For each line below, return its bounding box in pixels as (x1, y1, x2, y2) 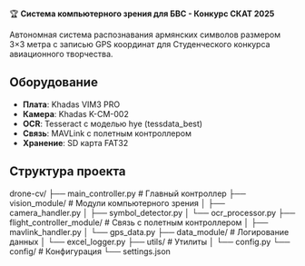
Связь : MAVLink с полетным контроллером (22, 127, 192, 139)
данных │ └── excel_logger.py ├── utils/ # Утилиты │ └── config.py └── (9, 236, 290, 247)
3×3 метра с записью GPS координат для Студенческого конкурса (9, 39, 271, 49)
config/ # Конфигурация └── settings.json (9, 245, 171, 257)
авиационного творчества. (9, 49, 113, 59)
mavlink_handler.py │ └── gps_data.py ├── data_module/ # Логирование (9, 226, 290, 237)
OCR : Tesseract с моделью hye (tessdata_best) (22, 118, 202, 129)
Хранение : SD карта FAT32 (22, 137, 129, 148)
